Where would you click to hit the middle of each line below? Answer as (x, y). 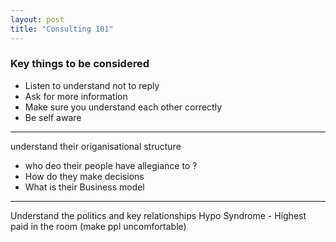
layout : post (37, 19)
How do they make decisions (84, 176)
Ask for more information (76, 96)
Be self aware (53, 117)
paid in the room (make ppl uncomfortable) (98, 226)
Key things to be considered (80, 64)
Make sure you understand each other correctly (123, 107)
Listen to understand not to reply (92, 85)
